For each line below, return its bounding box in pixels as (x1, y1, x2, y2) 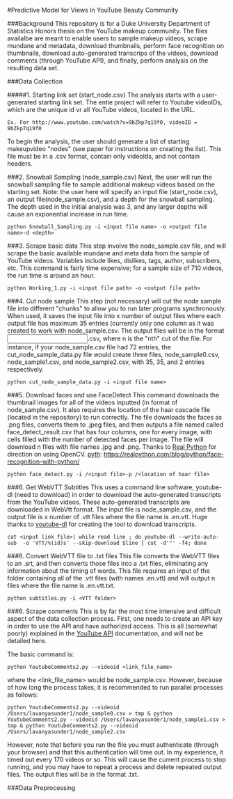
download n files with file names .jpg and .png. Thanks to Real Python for (7, 443, 217, 451)
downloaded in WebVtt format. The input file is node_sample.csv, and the (7, 505, 217, 514)
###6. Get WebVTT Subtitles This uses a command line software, (7, 483, 195, 491)
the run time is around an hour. (7, 271, 95, 279)
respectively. (7, 365, 44, 373)
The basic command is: (7, 650, 74, 658)
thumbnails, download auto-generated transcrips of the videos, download (7, 49, 218, 57)
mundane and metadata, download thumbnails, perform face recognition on (7, 42, 225, 49)
